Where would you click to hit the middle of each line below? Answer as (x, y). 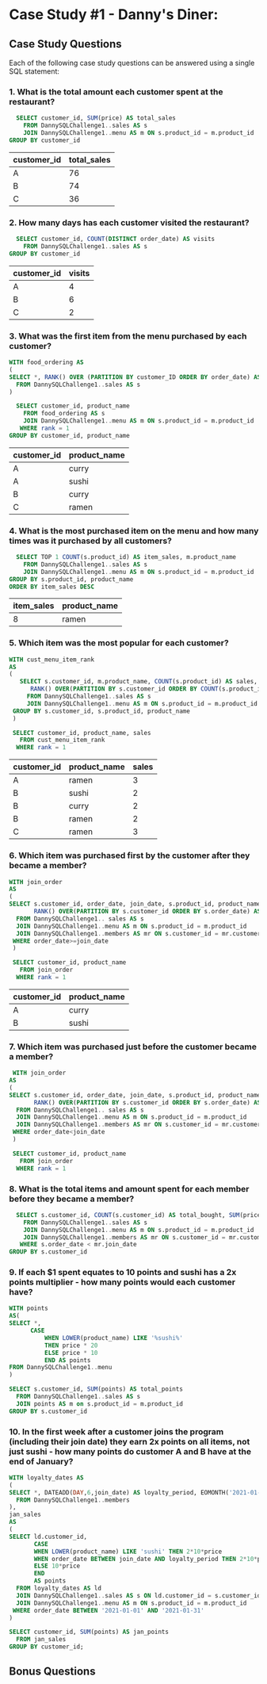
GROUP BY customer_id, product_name (69, 435)
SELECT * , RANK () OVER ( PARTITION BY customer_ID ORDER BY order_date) (130, 377)
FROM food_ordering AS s (64, 414)
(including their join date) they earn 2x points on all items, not (130, 1441)
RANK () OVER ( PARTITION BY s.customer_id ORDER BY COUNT (124, 689)
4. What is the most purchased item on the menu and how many (134, 530)
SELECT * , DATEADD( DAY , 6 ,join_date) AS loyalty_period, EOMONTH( (119, 1492)
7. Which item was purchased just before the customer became (133, 1047)
